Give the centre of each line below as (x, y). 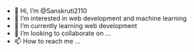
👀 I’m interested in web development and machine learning (100, 18)
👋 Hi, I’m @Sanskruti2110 (50, 11)
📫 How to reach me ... (47, 41)
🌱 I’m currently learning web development (76, 26)
